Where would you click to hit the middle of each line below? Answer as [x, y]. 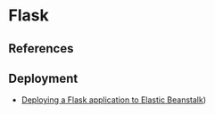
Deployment [43, 78]
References [41, 49]
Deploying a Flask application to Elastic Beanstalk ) [114, 100]
